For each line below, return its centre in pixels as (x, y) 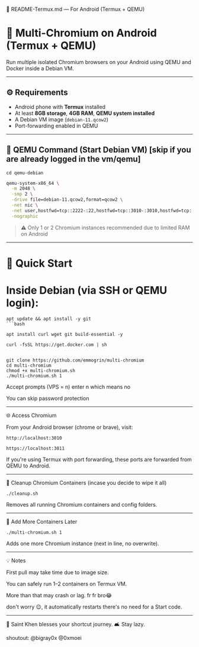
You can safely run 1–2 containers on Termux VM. (67, 584)
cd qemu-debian (25, 173)
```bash (16, 324)
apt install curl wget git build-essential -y (65, 334)
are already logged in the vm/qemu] (73, 159)
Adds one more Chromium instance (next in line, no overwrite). (83, 543)
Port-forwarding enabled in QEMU (56, 126)
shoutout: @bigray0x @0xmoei (44, 638)
